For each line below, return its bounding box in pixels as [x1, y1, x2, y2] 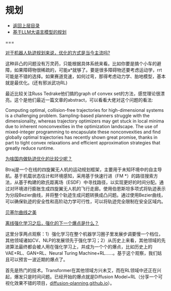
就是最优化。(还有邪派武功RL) [5, 80, 68, 86]
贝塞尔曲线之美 [5, 209, 37, 215]
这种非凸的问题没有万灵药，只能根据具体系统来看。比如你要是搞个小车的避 [5, 60, 161, 66]
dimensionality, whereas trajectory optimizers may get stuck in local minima [5, 118, 164, 124]
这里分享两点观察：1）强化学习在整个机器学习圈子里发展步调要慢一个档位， [5, 231, 163, 237]
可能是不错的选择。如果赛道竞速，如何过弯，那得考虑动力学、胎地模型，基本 [5, 73, 166, 79]
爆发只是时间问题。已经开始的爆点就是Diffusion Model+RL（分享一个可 [14, 274, 163, 280]
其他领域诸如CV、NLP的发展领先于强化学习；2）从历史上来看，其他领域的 [5, 237, 161, 243]
